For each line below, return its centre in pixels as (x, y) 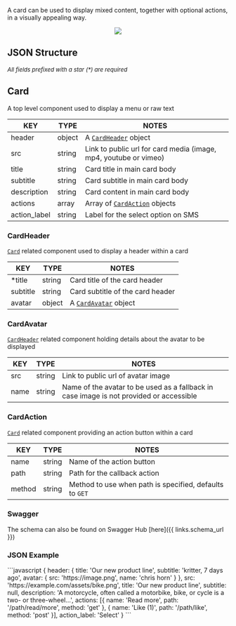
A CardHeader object (118, 138)
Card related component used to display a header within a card (98, 251)
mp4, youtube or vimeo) (125, 157)
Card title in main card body (130, 169)
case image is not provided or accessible (130, 396)
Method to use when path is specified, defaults (146, 484)
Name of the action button (112, 461)
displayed (21, 347)
